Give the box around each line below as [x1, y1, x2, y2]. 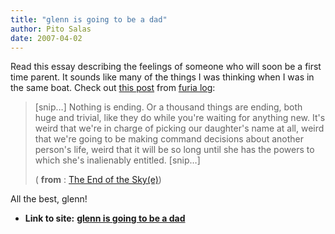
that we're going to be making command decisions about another [34, 133, 305, 145]
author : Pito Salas [10, 24, 92, 34]
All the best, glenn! [10, 193, 88, 205]
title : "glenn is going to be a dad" [10, 14, 168, 25]
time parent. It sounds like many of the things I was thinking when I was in [10, 71, 315, 83]
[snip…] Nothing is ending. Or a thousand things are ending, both [34, 101, 303, 113]
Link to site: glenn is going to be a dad [24, 212, 186, 225]
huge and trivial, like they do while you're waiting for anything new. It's [34, 112, 326, 124]
